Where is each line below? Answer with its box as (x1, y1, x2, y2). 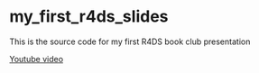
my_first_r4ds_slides (9, 6, 169, 27)
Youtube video (9, 53, 64, 64)
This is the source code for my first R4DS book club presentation (9, 36, 251, 47)
